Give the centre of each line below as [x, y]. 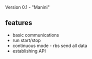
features [19, 23]
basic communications [35, 35]
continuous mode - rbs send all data [50, 45]
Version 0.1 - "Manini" [27, 7]
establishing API [29, 51]
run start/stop [26, 40]
